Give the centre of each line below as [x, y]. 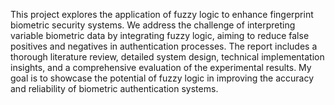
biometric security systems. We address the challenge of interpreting [153, 25]
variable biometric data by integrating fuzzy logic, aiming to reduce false [160, 35]
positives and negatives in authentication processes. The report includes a [164, 46]
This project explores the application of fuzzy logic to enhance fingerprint [162, 14]
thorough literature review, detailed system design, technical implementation [167, 57]
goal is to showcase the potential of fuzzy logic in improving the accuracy [162, 78]
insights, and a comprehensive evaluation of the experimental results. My [161, 67]
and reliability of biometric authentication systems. [114, 88]
